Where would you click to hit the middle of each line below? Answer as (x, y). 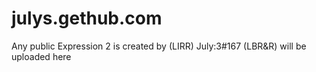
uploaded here (41, 56)
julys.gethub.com (87, 18)
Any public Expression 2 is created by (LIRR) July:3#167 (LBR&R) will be (159, 46)
